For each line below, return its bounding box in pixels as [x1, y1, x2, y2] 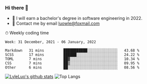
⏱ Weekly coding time [5, 30, 49, 36]
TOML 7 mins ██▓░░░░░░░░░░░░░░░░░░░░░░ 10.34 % [5, 57, 139, 62]
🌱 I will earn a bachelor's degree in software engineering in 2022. [12, 16, 143, 21]
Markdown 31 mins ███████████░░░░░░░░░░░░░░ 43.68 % [5, 48, 139, 53]
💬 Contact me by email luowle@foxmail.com [12, 20, 100, 26]
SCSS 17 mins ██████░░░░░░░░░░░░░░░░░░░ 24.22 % [5, 52, 139, 57]
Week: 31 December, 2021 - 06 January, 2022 [5, 40, 96, 45]
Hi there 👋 [5, 4, 29, 11]
